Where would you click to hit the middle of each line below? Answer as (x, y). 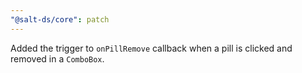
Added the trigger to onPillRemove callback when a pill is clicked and (151, 48)
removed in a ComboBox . (57, 58)
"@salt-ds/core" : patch (60, 19)
